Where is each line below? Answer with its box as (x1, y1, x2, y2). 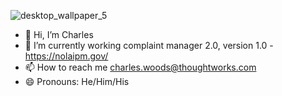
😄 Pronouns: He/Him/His (24, 76, 130, 87)
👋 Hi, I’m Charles (24, 29, 94, 40)
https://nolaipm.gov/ (24, 50, 109, 62)
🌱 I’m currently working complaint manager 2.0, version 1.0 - (24, 40, 274, 51)
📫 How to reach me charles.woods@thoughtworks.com (24, 61, 257, 73)
